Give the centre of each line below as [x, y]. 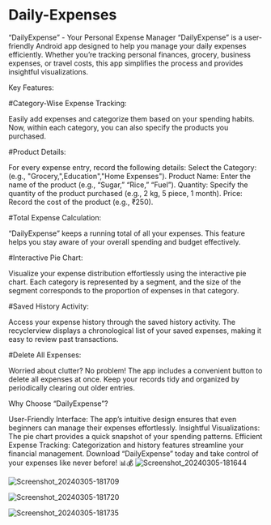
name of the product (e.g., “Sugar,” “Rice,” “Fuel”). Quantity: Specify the [128, 185]
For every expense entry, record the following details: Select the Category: [133, 167]
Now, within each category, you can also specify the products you [119, 127]
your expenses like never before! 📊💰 [71, 463]
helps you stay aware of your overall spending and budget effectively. [125, 241]
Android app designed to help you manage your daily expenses [141, 45]
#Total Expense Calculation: [55, 217]
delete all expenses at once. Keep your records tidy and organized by [124, 379]
